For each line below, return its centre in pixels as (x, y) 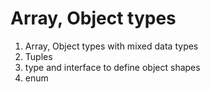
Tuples (38, 56)
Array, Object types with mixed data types (111, 46)
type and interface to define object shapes (112, 67)
